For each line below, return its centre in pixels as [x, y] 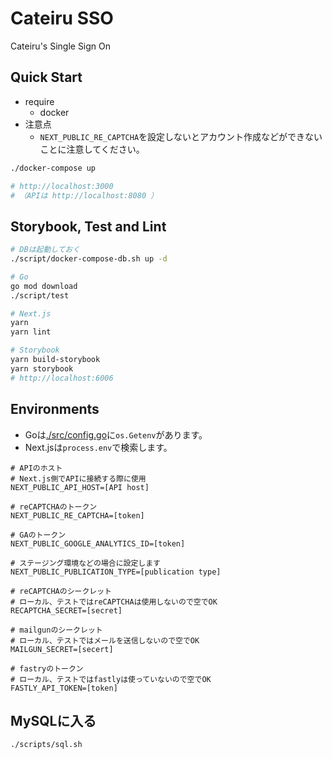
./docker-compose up [53, 168]
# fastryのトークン [47, 668]
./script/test [40, 295]
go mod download [44, 286]
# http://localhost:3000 [62, 186]
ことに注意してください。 [92, 149]
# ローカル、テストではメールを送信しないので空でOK [105, 640]
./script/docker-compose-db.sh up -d [89, 259]
